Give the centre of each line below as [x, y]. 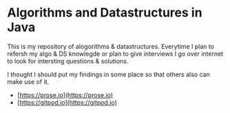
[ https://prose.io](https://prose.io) [65, 95]
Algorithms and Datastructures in [105, 13]
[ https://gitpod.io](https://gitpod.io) [67, 102]
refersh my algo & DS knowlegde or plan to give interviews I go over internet [115, 54]
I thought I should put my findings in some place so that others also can [108, 74]
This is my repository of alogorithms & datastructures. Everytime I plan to [111, 46]
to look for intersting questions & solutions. [68, 61]
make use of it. [28, 81]
